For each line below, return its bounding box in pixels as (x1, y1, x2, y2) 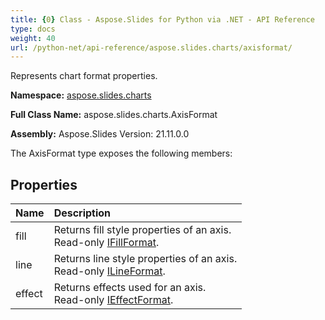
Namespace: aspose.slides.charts (10, 89, 152, 101)
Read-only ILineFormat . (53, 264, 166, 278)
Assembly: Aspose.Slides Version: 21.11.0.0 (10, 128, 190, 140)
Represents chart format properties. (10, 70, 158, 82)
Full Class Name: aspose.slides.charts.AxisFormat (10, 109, 218, 121)
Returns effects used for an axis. (53, 281, 207, 295)
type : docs (10, 24, 56, 34)
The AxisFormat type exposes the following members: (10, 147, 233, 160)
